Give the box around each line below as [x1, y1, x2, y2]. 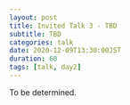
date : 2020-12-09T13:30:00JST [9, 46, 122, 55]
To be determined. [9, 86, 77, 98]
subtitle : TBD [9, 29, 62, 38]
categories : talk [9, 37, 74, 47]
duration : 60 [9, 54, 58, 63]
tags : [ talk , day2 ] [9, 63, 82, 72]
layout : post [9, 12, 58, 22]
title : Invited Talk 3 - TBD [9, 21, 118, 30]
